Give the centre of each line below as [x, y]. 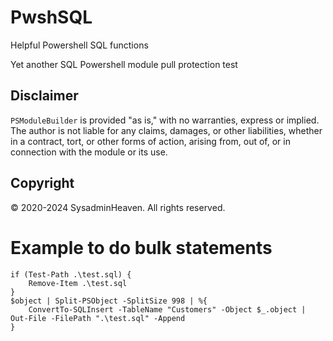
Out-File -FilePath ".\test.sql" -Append [98, 318]
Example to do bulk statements [141, 247]
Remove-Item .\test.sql [78, 283]
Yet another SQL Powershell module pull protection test [124, 64]
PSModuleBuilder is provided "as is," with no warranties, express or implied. [165, 120]
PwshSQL [51, 17]
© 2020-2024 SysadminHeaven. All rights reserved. [118, 207]
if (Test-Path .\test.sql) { [71, 274]
